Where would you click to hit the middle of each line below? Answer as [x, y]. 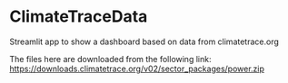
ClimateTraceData [79, 17]
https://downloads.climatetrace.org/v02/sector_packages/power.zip [137, 69]
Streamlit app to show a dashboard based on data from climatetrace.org [144, 41]
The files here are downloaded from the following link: [110, 59]
